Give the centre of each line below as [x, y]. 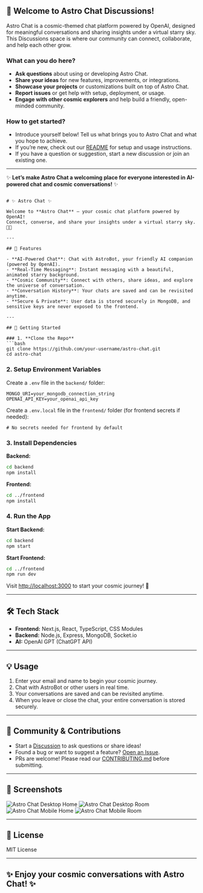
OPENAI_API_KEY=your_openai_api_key [52, 399]
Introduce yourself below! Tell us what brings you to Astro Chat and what [106, 135]
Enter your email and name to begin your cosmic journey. [86, 680]
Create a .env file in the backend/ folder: [56, 382]
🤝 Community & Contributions [64, 731]
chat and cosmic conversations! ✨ [74, 184]
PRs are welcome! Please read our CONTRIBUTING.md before [92, 758]
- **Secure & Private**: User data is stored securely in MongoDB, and [98, 302]
